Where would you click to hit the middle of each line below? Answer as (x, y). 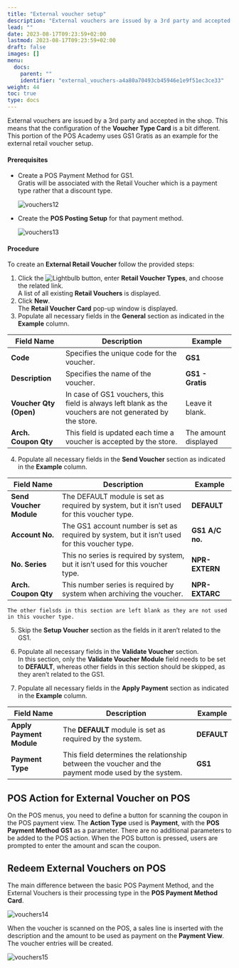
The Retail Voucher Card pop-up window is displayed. (97, 308)
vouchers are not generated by (117, 413)
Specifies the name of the (108, 374)
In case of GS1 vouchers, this (115, 395)
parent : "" (36, 74)
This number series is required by (118, 585)
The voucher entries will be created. (60, 944)
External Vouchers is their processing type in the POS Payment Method (113, 893)
